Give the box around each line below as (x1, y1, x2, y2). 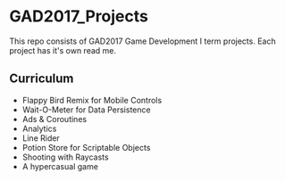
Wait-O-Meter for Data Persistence (21, 104, 151, 115)
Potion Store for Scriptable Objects (21, 142, 151, 152)
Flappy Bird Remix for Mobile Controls (21, 95, 163, 105)
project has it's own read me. (9, 45, 117, 55)
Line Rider (21, 132, 60, 144)
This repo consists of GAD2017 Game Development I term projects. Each (9, 36, 276, 46)
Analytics (21, 123, 57, 134)
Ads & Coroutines (21, 113, 88, 124)
